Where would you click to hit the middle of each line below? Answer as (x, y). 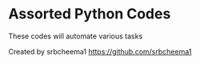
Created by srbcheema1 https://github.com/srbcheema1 (100, 51)
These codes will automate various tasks (76, 36)
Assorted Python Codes (90, 14)
